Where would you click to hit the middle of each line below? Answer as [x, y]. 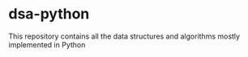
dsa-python [49, 14]
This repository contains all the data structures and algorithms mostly [124, 36]
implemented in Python [47, 44]
